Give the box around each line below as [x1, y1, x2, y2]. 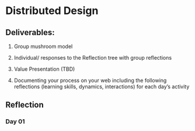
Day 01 [5, 118, 25, 126]
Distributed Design [5, 4, 99, 18]
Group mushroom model [13, 43, 73, 50]
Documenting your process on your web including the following [13, 77, 167, 84]
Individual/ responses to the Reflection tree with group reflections [13, 54, 172, 61]
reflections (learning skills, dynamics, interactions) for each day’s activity [13, 83, 190, 90]
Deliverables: [5, 27, 55, 37]
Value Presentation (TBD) [13, 65, 75, 73]
